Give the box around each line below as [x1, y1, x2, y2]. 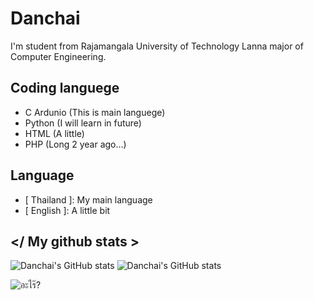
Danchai [10, 7, 81, 30]
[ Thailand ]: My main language [24, 193, 153, 206]
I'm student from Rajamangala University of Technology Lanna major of [10, 40, 304, 52]
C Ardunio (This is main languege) [24, 106, 166, 118]
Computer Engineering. [10, 50, 107, 62]
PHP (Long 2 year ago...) [24, 138, 127, 150]
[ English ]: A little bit [24, 204, 111, 216]
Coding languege [10, 80, 120, 97]
